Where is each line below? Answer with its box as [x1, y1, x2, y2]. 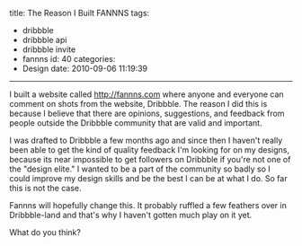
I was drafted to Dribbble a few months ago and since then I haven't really [9, 135, 283, 145]
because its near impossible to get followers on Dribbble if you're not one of [9, 154, 291, 164]
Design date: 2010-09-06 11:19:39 [22, 63, 148, 74]
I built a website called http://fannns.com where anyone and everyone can [9, 89, 285, 100]
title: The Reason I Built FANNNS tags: [9, 8, 150, 18]
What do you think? [9, 227, 81, 237]
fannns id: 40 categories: [22, 54, 116, 64]
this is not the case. [9, 183, 83, 193]
